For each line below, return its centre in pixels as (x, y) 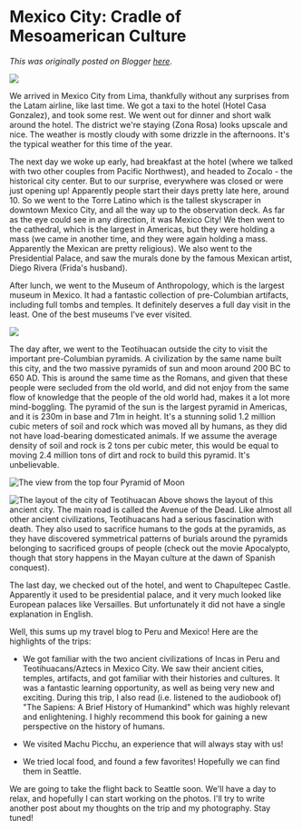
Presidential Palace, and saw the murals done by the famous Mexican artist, (151, 258)
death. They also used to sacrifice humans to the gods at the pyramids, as (148, 529)
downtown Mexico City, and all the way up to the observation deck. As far (147, 210)
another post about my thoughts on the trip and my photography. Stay (140, 808)
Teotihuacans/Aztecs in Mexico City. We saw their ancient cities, (143, 668)
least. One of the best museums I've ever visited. (101, 314)
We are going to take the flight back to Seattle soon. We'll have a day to (143, 788)
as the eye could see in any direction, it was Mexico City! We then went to (147, 219)
